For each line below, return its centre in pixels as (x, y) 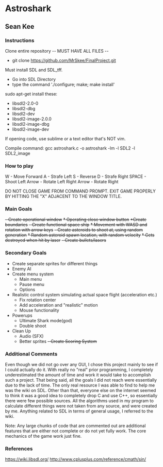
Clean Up (21, 331)
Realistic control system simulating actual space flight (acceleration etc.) (85, 294)
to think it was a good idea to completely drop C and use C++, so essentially (81, 396)
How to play (19, 166)
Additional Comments (31, 354)
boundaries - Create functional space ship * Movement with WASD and (76, 225)
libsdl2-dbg (24, 108)
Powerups (22, 315)
